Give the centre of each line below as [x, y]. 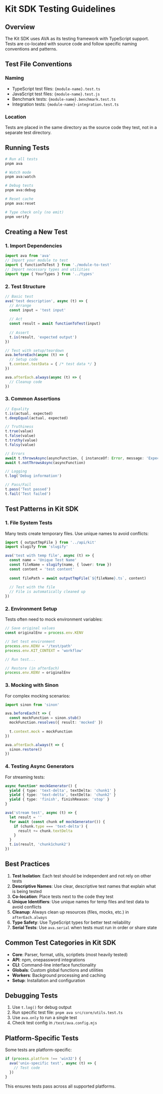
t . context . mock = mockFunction [41, 731]
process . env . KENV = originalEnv [38, 673]
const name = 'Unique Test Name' [43, 560]
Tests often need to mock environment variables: [54, 619]
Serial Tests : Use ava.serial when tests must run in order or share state [84, 927]
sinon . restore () [26, 749]
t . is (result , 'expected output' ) [43, 337]
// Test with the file [32, 587]
